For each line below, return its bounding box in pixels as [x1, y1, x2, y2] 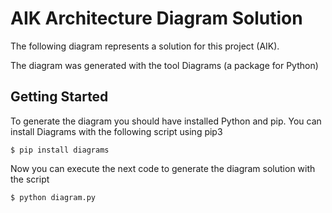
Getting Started [10, 88, 109, 106]
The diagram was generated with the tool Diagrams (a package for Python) [10, 59, 319, 71]
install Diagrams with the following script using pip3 [10, 125, 223, 137]
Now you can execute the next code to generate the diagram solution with [10, 162, 316, 174]
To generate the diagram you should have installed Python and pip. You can [10, 115, 322, 127]
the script [10, 173, 50, 185]
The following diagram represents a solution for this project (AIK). [10, 40, 280, 52]
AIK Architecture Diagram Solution [10, 7, 303, 30]
